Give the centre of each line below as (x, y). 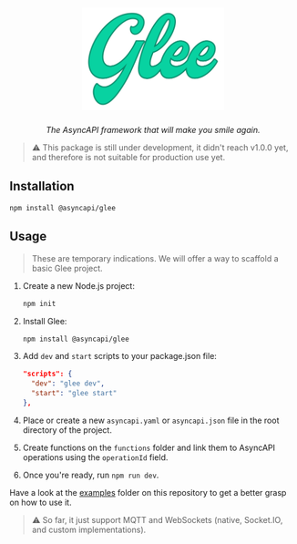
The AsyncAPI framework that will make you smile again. (153, 130)
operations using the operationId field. (95, 457)
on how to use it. (41, 502)
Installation (42, 186)
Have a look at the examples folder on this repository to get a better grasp (148, 492)
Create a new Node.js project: (78, 285)
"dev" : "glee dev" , (68, 384)
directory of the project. (67, 430)
